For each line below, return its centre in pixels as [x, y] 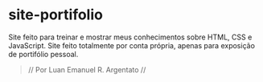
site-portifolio [55, 15]
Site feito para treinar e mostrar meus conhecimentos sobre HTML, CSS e [130, 37]
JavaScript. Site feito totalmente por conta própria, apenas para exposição [132, 45]
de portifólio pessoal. [43, 54]
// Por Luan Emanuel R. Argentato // [87, 69]
